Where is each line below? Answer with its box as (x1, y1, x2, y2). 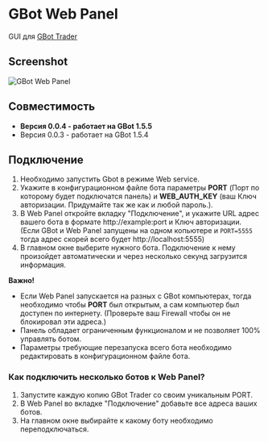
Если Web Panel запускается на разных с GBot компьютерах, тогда (19, 291, 252, 301)
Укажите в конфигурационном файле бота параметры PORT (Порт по (19, 183, 260, 193)
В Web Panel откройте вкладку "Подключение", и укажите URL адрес (19, 209, 260, 219)
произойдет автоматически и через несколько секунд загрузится (19, 252, 248, 261)
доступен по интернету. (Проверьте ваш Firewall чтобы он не (19, 308, 231, 319)
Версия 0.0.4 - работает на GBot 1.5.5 (19, 121, 153, 131)
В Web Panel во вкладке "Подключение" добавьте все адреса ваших (19, 398, 258, 408)
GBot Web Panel (8, 5, 118, 23)
